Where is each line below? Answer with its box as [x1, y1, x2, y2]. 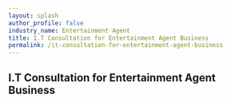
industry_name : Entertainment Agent [8, 26, 130, 34]
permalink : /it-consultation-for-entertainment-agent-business [8, 41, 224, 49]
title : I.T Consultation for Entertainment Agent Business [8, 33, 209, 42]
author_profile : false [8, 19, 84, 27]
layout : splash [8, 11, 59, 20]
